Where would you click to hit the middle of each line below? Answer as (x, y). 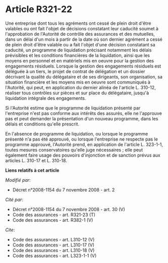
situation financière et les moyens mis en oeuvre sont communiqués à (78, 82)
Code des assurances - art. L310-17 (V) (53, 245)
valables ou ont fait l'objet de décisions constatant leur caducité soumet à (82, 28)
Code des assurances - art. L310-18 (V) (53, 250)
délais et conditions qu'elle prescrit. (42, 124)
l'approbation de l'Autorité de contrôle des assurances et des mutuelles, (80, 34)
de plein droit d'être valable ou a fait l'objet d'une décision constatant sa (80, 44)
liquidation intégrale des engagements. (46, 98)
